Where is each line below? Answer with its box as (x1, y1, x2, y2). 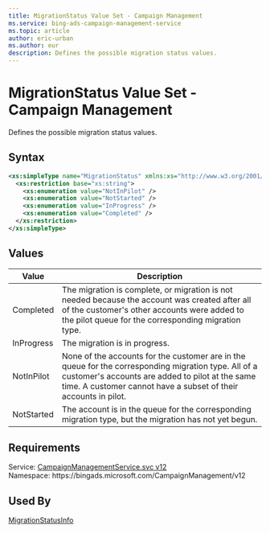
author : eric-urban (8, 34, 74, 43)
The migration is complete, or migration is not (61, 284, 233, 295)
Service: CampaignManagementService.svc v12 (8, 462, 167, 472)
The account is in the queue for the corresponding (61, 404, 252, 415)
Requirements (8, 441, 80, 454)
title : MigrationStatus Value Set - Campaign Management (8, 11, 203, 20)
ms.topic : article (8, 27, 70, 35)
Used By (8, 494, 51, 507)
